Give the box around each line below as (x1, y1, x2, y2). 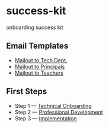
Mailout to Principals (14, 63, 65, 70)
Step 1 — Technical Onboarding (14, 102, 92, 109)
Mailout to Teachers (14, 69, 64, 76)
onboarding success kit (6, 24, 63, 31)
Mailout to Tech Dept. (14, 56, 68, 63)
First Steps (6, 87, 47, 97)
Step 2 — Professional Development (14, 108, 104, 116)
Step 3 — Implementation (14, 114, 77, 122)
